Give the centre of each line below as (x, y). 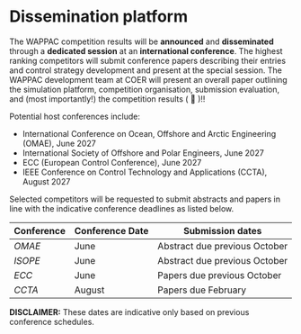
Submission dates (222, 230)
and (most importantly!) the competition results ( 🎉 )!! (107, 99)
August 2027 (46, 181)
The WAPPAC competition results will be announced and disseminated (142, 41)
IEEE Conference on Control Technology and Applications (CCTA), (145, 172)
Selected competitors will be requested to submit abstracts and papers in (145, 199)
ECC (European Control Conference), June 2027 (112, 162)
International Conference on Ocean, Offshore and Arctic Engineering (149, 133)
